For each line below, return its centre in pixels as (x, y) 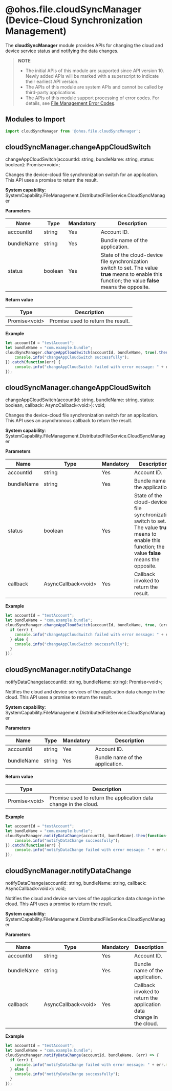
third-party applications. (51, 92)
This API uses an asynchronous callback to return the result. (69, 421)
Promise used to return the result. (90, 321)
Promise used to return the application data (101, 798)
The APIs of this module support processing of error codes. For (92, 98)
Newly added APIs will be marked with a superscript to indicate (92, 76)
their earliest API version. (52, 81)
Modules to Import (35, 119)
